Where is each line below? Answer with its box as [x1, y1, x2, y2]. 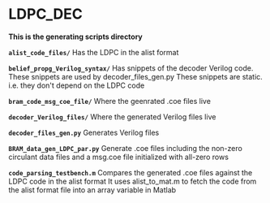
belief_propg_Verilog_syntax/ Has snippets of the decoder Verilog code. [8, 63, 254, 73]
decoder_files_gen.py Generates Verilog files [8, 127, 160, 137]
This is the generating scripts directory [8, 32, 144, 41]
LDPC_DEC [8, 5, 84, 24]
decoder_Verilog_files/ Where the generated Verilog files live [8, 111, 216, 122]
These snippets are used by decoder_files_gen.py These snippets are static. [8, 71, 264, 81]
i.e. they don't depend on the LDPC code [8, 80, 145, 90]
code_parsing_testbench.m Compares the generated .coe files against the [8, 167, 253, 177]
